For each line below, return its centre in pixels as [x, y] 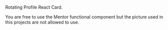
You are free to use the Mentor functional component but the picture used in [84, 17]
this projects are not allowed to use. [42, 22]
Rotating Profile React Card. [34, 7]
